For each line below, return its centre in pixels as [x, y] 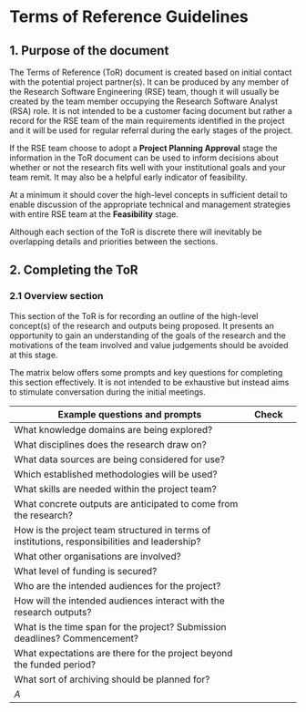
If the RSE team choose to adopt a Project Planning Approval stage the [143, 148]
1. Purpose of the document [89, 51]
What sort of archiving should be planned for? [112, 679]
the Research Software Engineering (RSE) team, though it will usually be [144, 92]
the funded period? [55, 665]
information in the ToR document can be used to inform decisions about [144, 158]
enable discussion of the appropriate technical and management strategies [150, 204]
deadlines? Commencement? [76, 638]
